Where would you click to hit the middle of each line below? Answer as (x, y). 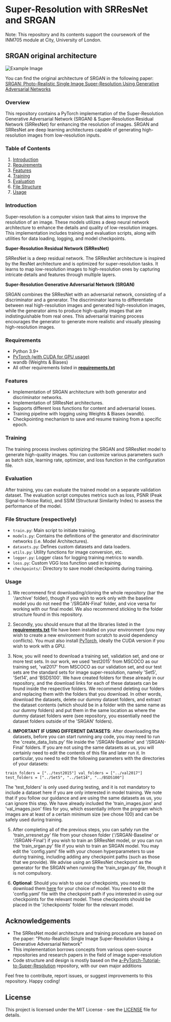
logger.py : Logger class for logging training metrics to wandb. (78, 558)
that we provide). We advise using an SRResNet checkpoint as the (82, 862)
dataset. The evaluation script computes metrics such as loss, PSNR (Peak (84, 495)
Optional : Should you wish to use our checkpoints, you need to (79, 883)
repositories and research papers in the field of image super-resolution (87, 955)
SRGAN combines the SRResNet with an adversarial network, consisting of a (86, 294)
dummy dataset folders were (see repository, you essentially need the (86, 716)
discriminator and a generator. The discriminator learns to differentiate (79, 300)
